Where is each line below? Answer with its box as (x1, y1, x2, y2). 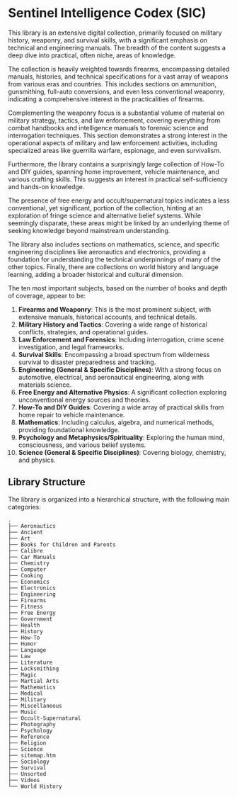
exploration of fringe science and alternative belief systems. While (8, 211, 201, 220)
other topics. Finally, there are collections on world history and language (8, 262, 219, 271)
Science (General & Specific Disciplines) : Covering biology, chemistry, (18, 448, 226, 456)
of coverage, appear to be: (8, 291, 86, 300)
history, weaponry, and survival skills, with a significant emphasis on (8, 35, 208, 44)
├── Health (8, 621, 40, 628)
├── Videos (8, 776, 40, 784)
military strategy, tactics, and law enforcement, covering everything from (8, 115, 221, 125)
